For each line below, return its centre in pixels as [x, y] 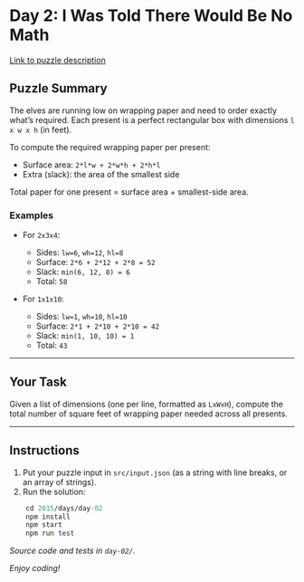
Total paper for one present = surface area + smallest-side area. [129, 192]
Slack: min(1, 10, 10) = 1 [85, 336]
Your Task [38, 382]
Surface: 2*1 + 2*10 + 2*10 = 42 [98, 326]
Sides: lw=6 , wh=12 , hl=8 [80, 253]
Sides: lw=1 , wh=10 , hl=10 [82, 317]
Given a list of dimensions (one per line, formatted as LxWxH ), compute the [146, 404]
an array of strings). [59, 482]
